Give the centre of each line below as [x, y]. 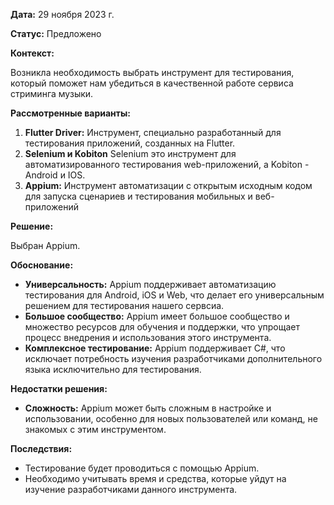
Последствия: [41, 448]
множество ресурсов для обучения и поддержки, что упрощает [162, 327]
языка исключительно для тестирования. [113, 369]
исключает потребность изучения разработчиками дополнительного [173, 358]
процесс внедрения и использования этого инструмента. [148, 337]
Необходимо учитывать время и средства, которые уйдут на [155, 478]
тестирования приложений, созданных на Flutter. [130, 143]
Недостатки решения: [59, 388]
